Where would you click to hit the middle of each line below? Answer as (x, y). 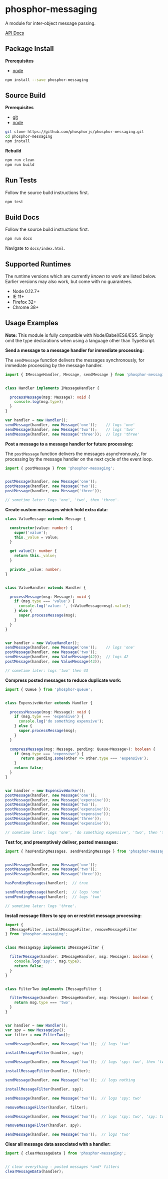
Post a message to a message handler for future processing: (69, 444)
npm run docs (19, 239)
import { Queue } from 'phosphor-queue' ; (49, 689)
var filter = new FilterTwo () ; (38, 1035)
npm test (14, 202)
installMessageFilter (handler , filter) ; (48, 1071)
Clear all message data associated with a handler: (58, 1144)
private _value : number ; (35, 569)
